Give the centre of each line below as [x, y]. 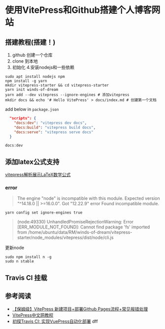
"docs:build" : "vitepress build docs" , [55, 127]
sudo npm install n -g [28, 257]
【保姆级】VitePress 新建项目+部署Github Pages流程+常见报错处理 [80, 309]
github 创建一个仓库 [32, 55]
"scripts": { [23, 118]
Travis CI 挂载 [26, 277]
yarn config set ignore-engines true [44, 213]
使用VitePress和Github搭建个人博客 [78, 10]
